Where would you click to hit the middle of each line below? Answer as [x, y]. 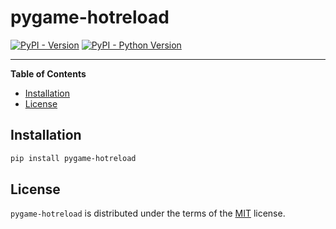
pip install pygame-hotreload [73, 158]
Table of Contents [48, 73]
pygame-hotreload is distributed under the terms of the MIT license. [148, 213]
